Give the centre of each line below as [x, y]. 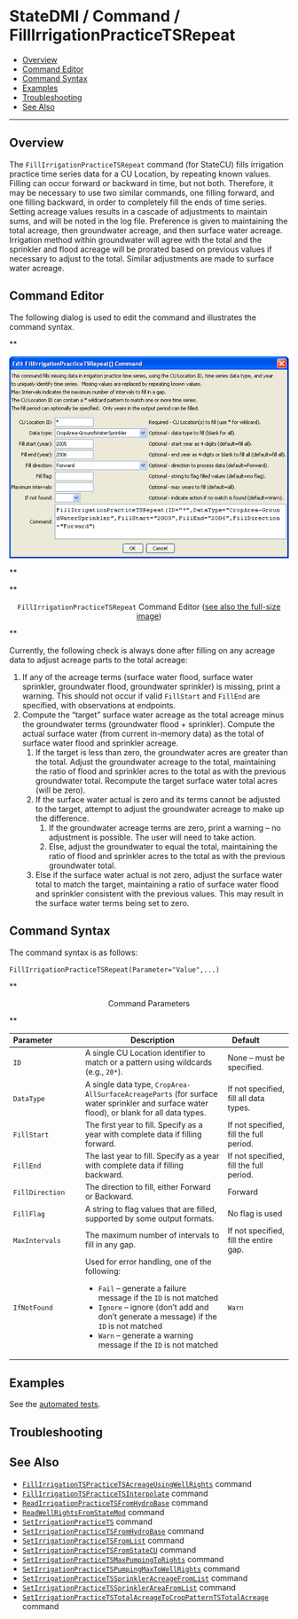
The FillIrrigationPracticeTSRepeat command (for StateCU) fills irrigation [146, 164]
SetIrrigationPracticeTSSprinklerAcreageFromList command [135, 1578]
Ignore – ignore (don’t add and [153, 1307]
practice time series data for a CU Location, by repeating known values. [140, 174]
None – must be [256, 1058]
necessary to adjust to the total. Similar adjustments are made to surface [142, 258]
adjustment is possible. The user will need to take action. [153, 837]
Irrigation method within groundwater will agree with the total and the [136, 239]
